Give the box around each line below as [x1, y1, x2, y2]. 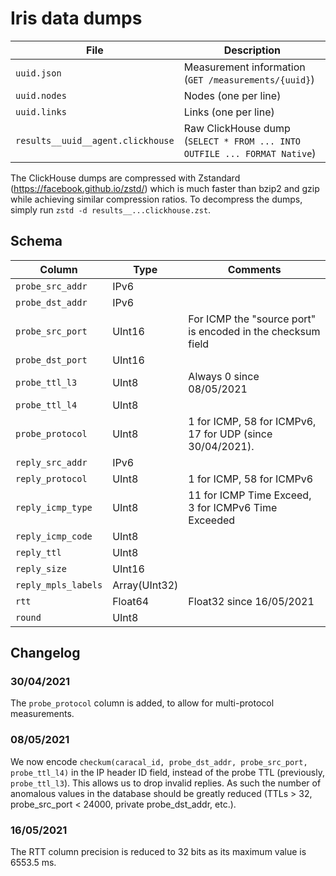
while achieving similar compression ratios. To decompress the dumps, [10, 193, 303, 205]
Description [223, 43, 282, 57]
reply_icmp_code [15, 530, 93, 542]
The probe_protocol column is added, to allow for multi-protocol [10, 697, 275, 709]
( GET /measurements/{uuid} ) [183, 72, 315, 86]
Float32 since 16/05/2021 [188, 594, 315, 608]
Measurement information [183, 60, 306, 74]
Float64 [112, 594, 150, 608]
